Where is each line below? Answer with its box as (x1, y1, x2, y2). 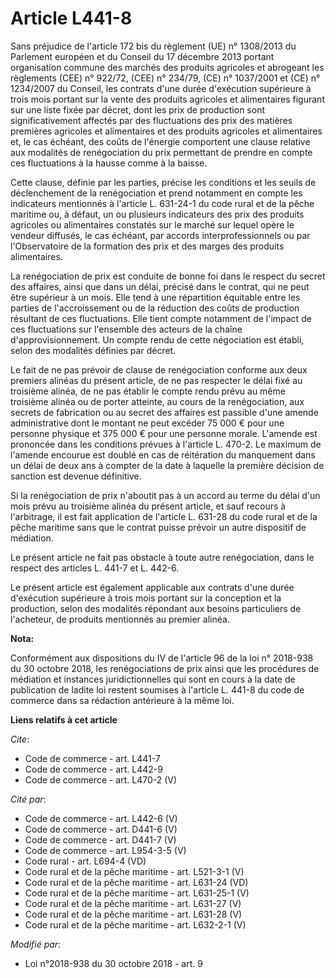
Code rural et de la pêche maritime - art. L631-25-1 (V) (24, 887, 250, 899)
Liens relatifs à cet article (10, 713, 118, 726)
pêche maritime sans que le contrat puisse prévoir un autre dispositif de (10, 521, 307, 533)
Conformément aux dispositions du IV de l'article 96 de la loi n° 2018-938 (10, 652, 314, 664)
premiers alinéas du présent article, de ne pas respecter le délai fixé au (10, 374, 303, 386)
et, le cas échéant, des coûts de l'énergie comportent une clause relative (10, 135, 311, 147)
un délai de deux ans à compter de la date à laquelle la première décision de (10, 459, 325, 471)
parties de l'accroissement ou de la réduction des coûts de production (10, 302, 300, 314)
